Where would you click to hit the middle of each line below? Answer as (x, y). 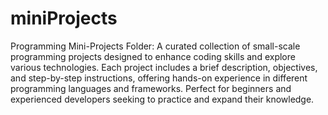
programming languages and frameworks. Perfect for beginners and (151, 88)
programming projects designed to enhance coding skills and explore (153, 56)
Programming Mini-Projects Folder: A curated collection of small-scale (155, 46)
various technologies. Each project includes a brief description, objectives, (164, 67)
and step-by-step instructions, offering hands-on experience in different (159, 78)
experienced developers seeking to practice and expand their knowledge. (162, 99)
